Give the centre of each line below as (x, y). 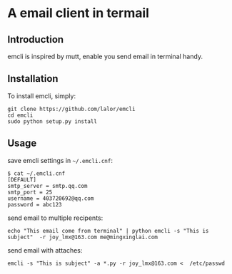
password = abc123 (35, 204)
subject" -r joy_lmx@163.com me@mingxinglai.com (83, 237)
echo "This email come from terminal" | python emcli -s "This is (108, 231)
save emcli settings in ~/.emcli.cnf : (60, 160)
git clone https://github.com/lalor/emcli (71, 109)
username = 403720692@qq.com (51, 198)
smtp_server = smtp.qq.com (47, 186)
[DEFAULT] (22, 179)
